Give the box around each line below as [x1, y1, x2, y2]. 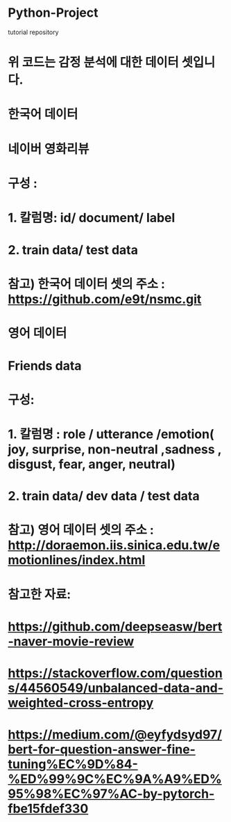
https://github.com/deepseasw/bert [8, 619, 223, 635]
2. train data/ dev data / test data [8, 488, 200, 504]
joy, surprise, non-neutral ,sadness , [8, 442, 222, 457]
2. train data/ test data [8, 242, 138, 258]
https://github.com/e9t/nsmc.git [8, 291, 202, 307]
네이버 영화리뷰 [8, 141, 89, 157]
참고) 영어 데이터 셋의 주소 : [8, 522, 155, 538]
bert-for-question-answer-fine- [8, 742, 196, 757]
